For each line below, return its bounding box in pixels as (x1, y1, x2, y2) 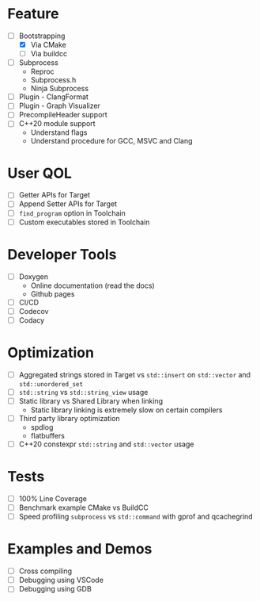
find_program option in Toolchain (18, 208, 126, 218)
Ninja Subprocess (30, 84, 89, 94)
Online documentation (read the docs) (30, 281, 155, 290)
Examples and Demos (7, 540, 153, 558)
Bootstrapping (18, 31, 66, 40)
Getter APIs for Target (18, 190, 91, 200)
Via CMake (30, 40, 66, 49)
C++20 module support (18, 119, 96, 128)
